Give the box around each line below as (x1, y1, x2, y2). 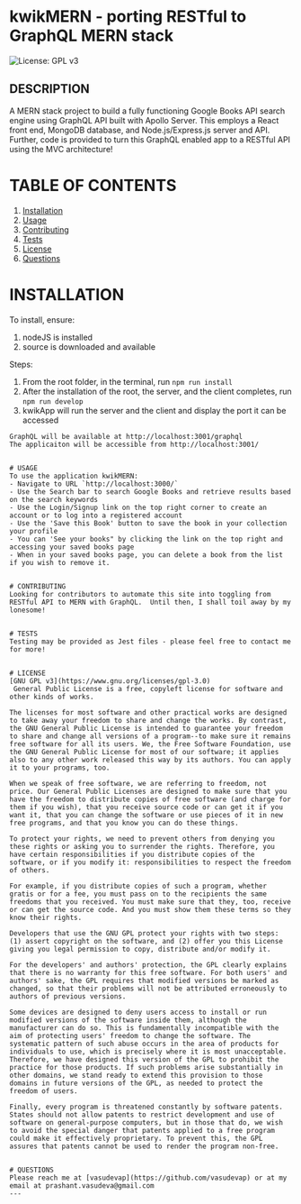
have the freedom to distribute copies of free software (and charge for (9, 795, 292, 804)
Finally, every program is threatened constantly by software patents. (9, 1102, 283, 1111)
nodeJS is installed (22, 332, 93, 342)
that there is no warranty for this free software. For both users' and (9, 968, 288, 977)
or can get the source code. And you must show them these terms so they (9, 905, 292, 914)
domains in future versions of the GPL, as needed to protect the (9, 1079, 263, 1088)
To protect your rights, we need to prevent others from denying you (9, 834, 276, 844)
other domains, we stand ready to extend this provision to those (9, 1071, 263, 1080)
